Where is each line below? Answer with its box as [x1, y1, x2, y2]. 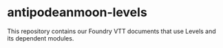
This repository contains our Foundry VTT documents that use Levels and [7, 27, 217, 35]
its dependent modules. [7, 34, 74, 42]
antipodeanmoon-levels [7, 5, 148, 20]
